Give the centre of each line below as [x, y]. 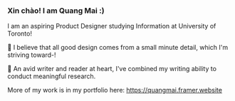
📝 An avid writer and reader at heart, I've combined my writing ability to [112, 69]
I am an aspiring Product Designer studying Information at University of [112, 26]
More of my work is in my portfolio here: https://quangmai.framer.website [115, 90]
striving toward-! [32, 55]
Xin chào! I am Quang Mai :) [56, 11]
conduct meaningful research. [52, 76]
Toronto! [20, 33]
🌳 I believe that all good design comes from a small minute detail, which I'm [118, 48]
